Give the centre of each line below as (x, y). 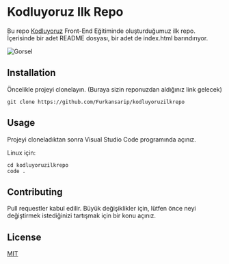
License (24, 237)
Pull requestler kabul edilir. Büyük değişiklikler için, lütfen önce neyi (102, 209)
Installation (31, 73)
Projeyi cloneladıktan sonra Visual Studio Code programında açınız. (102, 139)
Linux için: (22, 153)
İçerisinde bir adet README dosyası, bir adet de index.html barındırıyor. (108, 38)
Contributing (35, 192)
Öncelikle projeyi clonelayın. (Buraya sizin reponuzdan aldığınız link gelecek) (114, 89)
